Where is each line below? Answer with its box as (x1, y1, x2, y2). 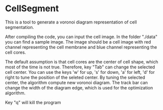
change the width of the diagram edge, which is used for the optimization (5, 85, 153, 90)
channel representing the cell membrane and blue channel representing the (5, 44, 158, 50)
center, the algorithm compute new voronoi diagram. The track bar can (5, 79, 148, 86)
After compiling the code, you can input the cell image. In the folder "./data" (5, 34, 158, 40)
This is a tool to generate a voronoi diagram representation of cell (5, 19, 137, 25)
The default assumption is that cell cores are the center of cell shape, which (5, 59, 158, 65)
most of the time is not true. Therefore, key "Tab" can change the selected (5, 64, 155, 70)
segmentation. (5, 24, 34, 30)
